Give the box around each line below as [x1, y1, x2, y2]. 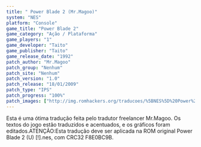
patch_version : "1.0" [6, 76, 60, 82]
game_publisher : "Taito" [6, 48, 68, 54]
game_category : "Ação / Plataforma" [6, 31, 98, 37]
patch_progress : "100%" [6, 92, 66, 98]
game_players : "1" [6, 37, 52, 43]
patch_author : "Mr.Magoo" [6, 59, 71, 65]
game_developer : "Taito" [6, 43, 68, 49]
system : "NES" [6, 14, 42, 20]
